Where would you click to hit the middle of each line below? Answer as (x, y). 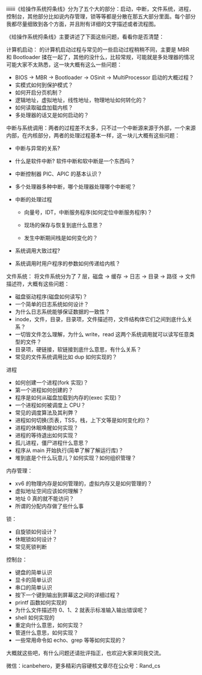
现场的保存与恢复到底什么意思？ (63, 225)
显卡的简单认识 (33, 580)
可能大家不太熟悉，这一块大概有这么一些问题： (64, 64)
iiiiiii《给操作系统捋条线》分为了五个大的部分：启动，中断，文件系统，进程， (100, 9)
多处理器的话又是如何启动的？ (52, 115)
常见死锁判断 (31, 547)
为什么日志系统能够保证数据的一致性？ (62, 312)
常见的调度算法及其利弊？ (47, 413)
